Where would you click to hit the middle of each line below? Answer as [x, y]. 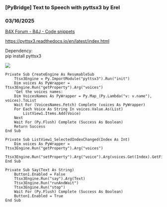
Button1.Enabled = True [39, 196]
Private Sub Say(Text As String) [40, 170]
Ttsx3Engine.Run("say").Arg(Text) [50, 179]
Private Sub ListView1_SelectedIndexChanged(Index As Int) [68, 140]
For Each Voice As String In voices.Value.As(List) [69, 109]
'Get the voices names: [39, 92]
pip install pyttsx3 [23, 56]
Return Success [30, 127]
